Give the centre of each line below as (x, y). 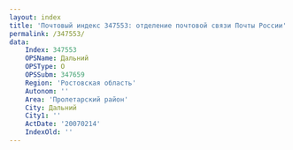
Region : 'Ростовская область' (81, 83)
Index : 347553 (51, 50)
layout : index (35, 17)
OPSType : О (45, 67)
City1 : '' (43, 116)
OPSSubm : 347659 (55, 75)
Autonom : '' (47, 91)
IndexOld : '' (49, 132)
